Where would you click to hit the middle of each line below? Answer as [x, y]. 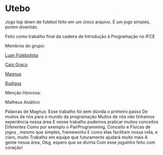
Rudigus [13, 83]
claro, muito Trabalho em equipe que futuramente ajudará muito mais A [76, 137]
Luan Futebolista [22, 55]
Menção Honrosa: [23, 93]
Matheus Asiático [22, 102]
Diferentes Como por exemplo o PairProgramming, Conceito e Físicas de [78, 127]
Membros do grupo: [25, 46]
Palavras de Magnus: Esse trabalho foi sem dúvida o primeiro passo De [76, 111]
